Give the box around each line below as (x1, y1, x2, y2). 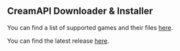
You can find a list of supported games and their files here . (7, 23, 174, 31)
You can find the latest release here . (7, 37, 110, 45)
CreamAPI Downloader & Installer (7, 5, 153, 17)
